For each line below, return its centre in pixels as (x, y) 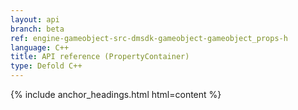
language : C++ (40, 47)
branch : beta (37, 29)
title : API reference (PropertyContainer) (100, 57)
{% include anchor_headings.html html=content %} (116, 94)
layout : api (35, 19)
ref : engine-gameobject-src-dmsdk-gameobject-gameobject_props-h (149, 38)
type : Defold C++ (46, 66)
